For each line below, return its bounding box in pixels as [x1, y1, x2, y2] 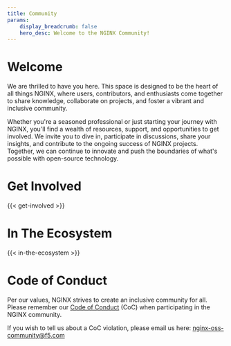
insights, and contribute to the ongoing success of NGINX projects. [7, 140, 198, 148]
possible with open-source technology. [7, 154, 119, 163]
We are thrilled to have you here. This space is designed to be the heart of [7, 82, 219, 91]
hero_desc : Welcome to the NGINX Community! [19, 29, 150, 37]
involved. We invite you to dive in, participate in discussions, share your [7, 132, 211, 140]
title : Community [7, 10, 57, 17]
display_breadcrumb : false [19, 23, 98, 30]
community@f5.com [7, 331, 65, 339]
